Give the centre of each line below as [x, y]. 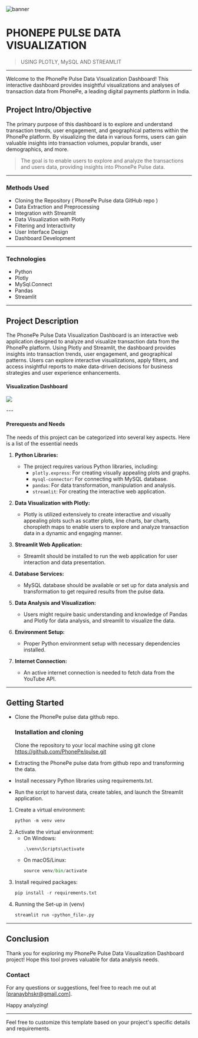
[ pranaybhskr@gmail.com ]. [39, 994]
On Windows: [40, 838]
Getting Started [35, 703]
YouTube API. [40, 679]
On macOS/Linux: [45, 860]
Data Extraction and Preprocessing [57, 207]
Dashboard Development [45, 238]
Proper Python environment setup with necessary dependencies [102, 643]
